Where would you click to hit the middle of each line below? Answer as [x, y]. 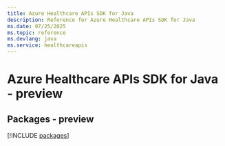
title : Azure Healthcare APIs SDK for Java [71, 13]
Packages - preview [51, 119]
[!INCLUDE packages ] [38, 135]
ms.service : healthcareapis [47, 45]
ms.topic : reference [37, 33]
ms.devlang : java [32, 39]
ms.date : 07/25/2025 [37, 26]
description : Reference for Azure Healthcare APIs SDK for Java [101, 20]
